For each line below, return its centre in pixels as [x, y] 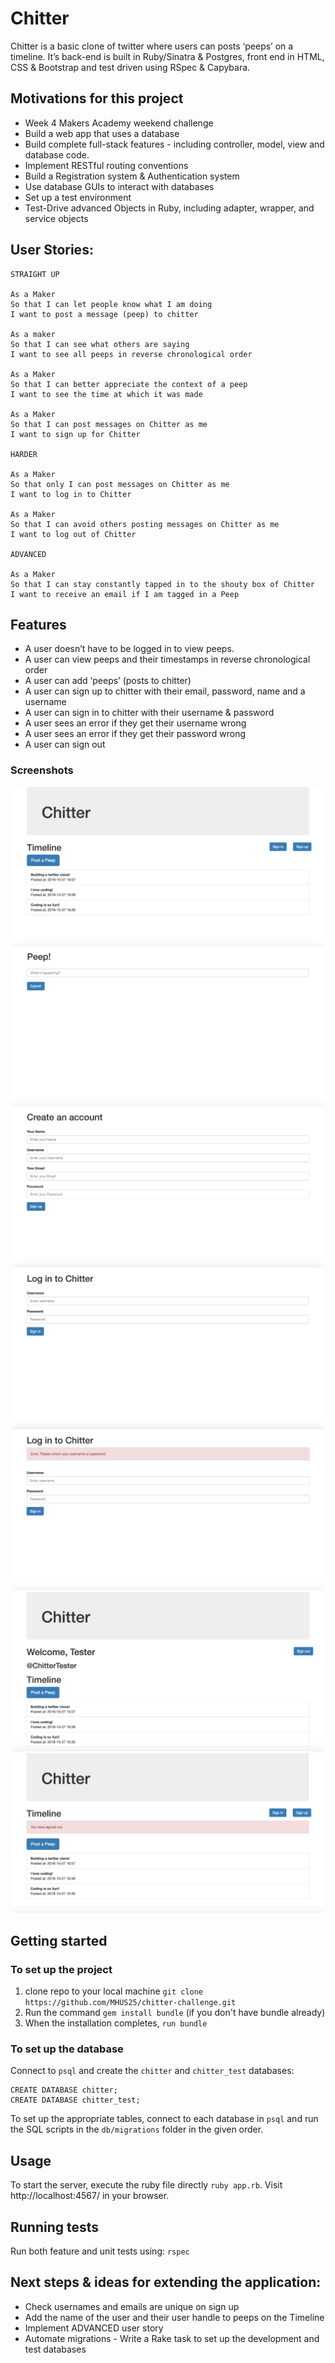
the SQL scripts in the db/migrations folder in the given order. [137, 2129]
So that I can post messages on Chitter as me [109, 424]
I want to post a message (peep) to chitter [104, 314]
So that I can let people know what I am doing [111, 304]
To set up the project [61, 1969]
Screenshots [42, 770]
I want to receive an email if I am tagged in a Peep [125, 594]
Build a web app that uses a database [102, 133]
